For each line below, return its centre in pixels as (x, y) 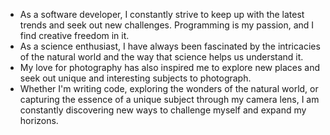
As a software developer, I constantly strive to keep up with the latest (162, 14)
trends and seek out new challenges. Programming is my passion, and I (167, 25)
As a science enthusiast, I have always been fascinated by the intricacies (170, 46)
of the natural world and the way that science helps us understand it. (161, 57)
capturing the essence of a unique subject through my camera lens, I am (169, 99)
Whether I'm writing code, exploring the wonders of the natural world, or (169, 88)
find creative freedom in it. (74, 35)
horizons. (39, 120)
